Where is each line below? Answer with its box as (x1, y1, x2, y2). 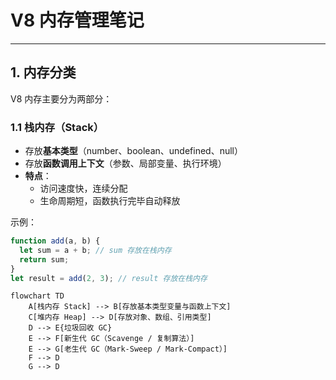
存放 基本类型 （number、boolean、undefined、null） (24, 145, 243, 157)
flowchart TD (10, 291, 65, 301)
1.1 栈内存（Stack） (10, 120, 105, 134)
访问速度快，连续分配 (39, 182, 128, 195)
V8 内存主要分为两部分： (10, 92, 113, 105)
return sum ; (19, 254, 70, 265)
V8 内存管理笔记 (10, 9, 145, 32)
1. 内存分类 (10, 64, 77, 81)
